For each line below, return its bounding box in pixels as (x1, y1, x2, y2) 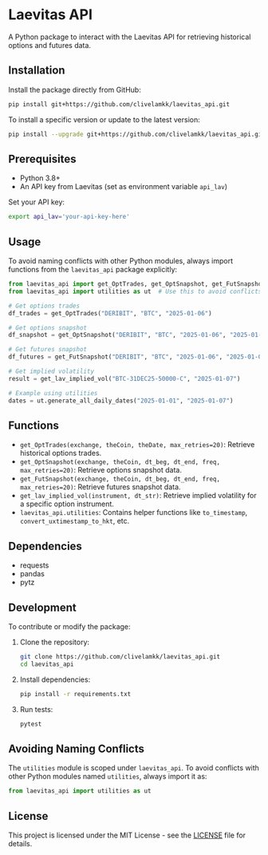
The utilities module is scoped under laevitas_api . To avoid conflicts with (8, 763, 259, 773)
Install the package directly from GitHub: (8, 85, 141, 94)
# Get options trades (8, 302, 81, 310)
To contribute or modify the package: (8, 621, 131, 631)
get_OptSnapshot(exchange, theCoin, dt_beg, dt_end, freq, (19, 458, 221, 466)
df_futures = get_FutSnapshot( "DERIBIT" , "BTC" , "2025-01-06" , (8, 353, 223, 361)
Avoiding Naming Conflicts (8, 742, 145, 755)
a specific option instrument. (19, 499, 114, 509)
